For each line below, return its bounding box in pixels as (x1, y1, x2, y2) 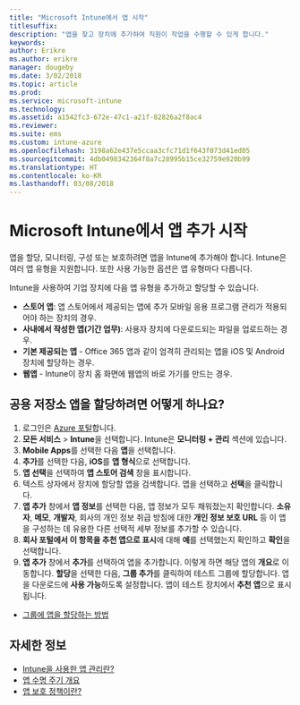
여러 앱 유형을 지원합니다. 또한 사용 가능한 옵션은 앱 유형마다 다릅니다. (9, 263, 253, 274)
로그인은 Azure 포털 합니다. (21, 422, 116, 433)
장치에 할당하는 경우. (21, 357, 95, 368)
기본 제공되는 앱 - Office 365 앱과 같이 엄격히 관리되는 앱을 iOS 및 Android (21, 346, 285, 357)
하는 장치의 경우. (39, 312, 97, 323)
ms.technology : (9, 105, 66, 114)
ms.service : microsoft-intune (9, 96, 123, 106)
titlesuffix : (9, 21, 58, 30)
